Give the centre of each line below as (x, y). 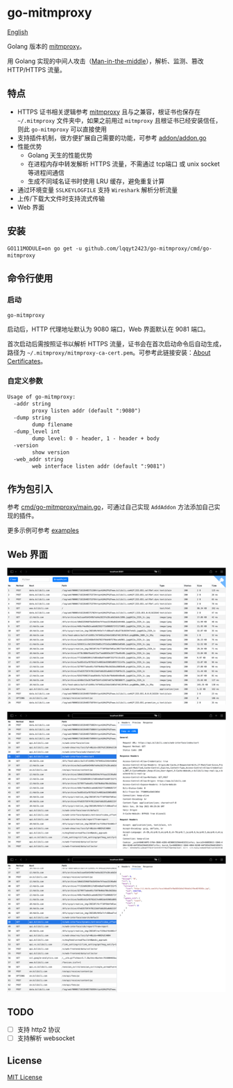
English (18, 32)
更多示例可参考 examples (43, 530)
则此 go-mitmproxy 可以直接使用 (62, 129)
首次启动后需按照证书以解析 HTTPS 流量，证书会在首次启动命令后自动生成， (116, 344)
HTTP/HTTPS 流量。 (36, 69)
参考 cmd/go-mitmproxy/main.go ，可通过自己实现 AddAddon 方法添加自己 (111, 507)
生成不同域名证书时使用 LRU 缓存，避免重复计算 (96, 181)
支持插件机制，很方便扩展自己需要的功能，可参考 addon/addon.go (112, 137)
